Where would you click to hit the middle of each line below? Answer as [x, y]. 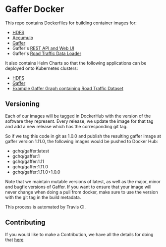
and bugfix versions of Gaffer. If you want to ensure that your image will [78, 187]
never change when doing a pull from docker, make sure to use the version [82, 192]
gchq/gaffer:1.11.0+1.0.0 [36, 172]
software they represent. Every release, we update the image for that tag [79, 121]
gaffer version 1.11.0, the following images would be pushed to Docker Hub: [82, 141]
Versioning [22, 104]
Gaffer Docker [35, 9]
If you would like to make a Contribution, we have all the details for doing [79, 234]
